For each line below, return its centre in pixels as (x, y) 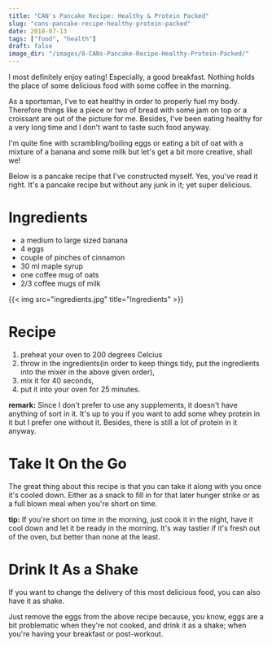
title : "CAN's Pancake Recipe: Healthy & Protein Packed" (109, 16)
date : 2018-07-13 (38, 31)
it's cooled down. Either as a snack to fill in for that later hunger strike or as (134, 495)
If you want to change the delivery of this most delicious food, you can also (134, 592)
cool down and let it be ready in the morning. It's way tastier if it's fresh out (134, 528)
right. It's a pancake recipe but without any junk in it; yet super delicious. (130, 185)
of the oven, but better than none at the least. (84, 536)
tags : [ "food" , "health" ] (52, 39)
